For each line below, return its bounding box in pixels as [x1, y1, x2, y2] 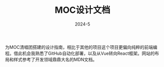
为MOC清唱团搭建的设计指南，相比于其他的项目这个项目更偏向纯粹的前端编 [5, 44, 158, 50]
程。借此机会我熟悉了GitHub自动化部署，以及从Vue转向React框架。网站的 [5, 50, 155, 56]
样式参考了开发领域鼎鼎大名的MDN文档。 [13, 56, 97, 62]
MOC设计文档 [55, 4, 110, 16]
